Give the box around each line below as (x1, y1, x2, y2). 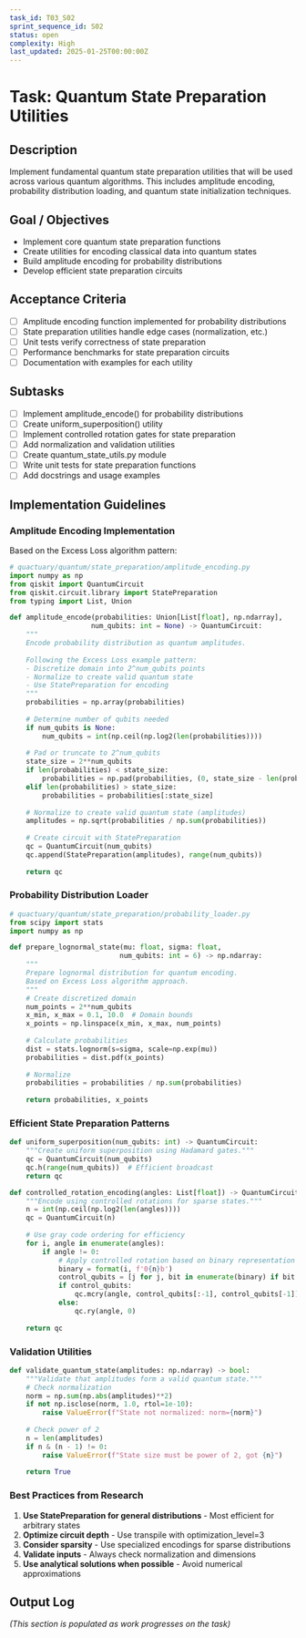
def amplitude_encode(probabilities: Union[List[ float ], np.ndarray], (9, 613, 283, 623)
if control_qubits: (57, 1282, 132, 1291)
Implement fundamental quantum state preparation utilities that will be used (9, 166, 293, 178)
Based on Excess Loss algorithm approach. (25, 976, 189, 985)
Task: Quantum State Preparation (9, 87, 267, 108)
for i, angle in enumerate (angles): (25, 1239, 166, 1248)
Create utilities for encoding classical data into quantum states (22, 245, 258, 256)
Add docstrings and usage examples (22, 470, 161, 481)
